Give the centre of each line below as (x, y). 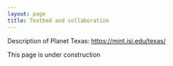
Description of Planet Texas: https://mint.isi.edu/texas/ (87, 40)
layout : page (27, 14)
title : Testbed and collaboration (58, 21)
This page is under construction (54, 55)
